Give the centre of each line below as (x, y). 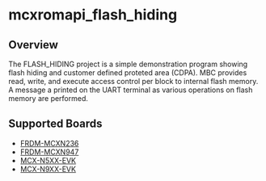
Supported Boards (55, 124)
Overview (34, 45)
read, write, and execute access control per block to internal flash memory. (133, 81)
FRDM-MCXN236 (49, 143)
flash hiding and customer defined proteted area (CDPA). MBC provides (128, 73)
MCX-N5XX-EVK (48, 160)
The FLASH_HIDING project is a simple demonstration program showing (128, 64)
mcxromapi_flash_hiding (93, 15)
